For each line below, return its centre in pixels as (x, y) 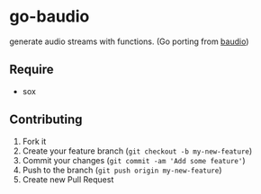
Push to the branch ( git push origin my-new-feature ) (122, 170)
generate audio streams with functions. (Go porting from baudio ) (129, 41)
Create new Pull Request (68, 179)
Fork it (34, 141)
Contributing (46, 120)
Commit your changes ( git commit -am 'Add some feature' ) (134, 160)
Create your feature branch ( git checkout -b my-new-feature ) (137, 151)
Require (31, 70)
